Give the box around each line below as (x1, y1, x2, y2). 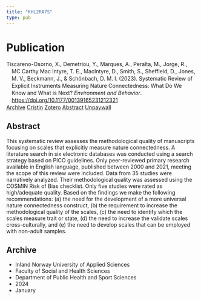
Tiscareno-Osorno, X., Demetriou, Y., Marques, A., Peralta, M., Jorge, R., (6, 61, 188, 68)
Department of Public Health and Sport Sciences (15, 274, 137, 281)
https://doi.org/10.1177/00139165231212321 (12, 96, 118, 104)
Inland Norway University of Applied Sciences (15, 261, 130, 268)
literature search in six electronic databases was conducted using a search (6, 150, 193, 158)
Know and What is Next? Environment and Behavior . (12, 89, 142, 96)
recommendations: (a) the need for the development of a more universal (6, 195, 186, 202)
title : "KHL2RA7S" (6, 8, 53, 15)
